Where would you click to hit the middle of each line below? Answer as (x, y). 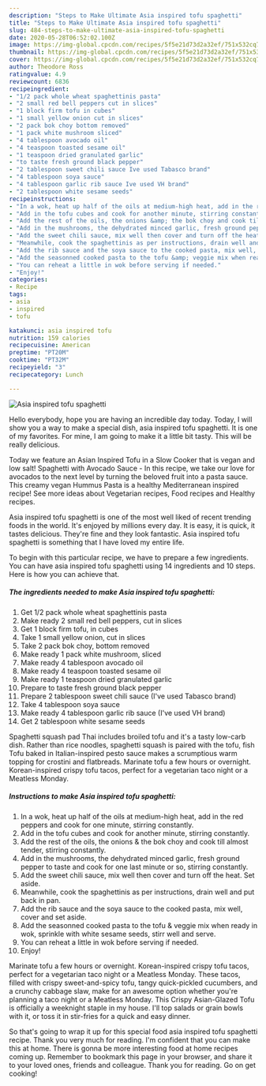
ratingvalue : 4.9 (37, 74)
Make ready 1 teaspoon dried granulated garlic (96, 679)
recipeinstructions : (43, 199)
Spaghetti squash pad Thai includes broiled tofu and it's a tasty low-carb (127, 736)
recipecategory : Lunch (46, 374)
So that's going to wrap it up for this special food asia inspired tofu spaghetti (133, 1032)
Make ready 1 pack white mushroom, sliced (91, 654)
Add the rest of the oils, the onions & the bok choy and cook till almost (134, 841)
